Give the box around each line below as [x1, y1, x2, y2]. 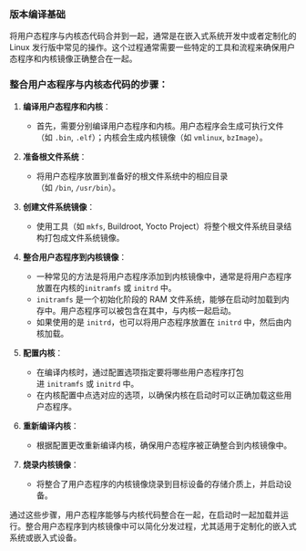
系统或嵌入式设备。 [9, 532, 82, 543]
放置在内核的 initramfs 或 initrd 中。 [36, 282, 177, 293]
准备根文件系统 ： [22, 151, 87, 161]
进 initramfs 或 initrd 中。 [36, 378, 139, 389]
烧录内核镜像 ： [22, 459, 79, 470]
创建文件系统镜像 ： [22, 201, 96, 212]
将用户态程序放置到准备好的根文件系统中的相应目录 [36, 171, 229, 182]
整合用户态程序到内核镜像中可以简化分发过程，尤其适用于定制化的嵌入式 [25, 520, 297, 531]
